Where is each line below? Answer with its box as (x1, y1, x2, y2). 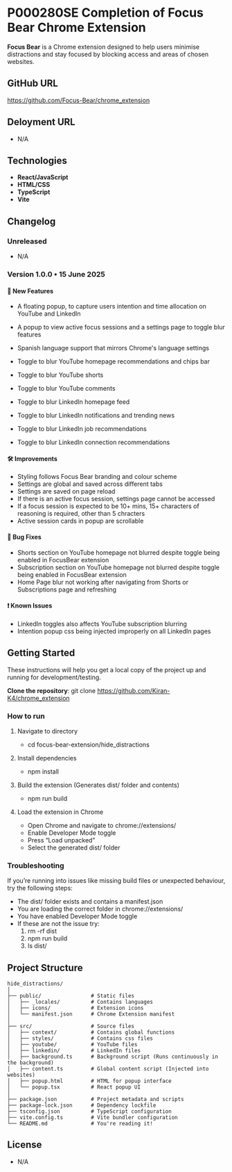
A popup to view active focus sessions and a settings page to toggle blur (17, 323, 225, 332)
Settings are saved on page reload (17, 487, 116, 496)
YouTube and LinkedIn (17, 309, 81, 318)
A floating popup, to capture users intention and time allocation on (17, 302, 206, 311)
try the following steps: (7, 884, 73, 893)
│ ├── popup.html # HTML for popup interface (7, 1077, 172, 1085)
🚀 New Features (7, 286, 54, 295)
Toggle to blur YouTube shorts (17, 371, 104, 380)
